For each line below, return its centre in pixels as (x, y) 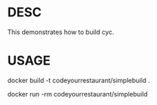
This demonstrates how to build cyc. (61, 32)
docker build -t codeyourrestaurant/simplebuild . (79, 80)
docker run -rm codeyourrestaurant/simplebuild (77, 94)
